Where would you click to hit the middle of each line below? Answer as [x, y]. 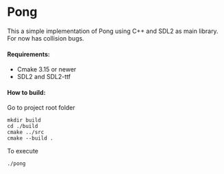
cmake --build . [30, 138]
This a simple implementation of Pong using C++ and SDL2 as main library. [113, 31]
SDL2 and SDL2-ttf [43, 77]
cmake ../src [26, 132]
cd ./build [23, 127]
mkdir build [24, 120]
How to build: [26, 92]
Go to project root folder [41, 108]
